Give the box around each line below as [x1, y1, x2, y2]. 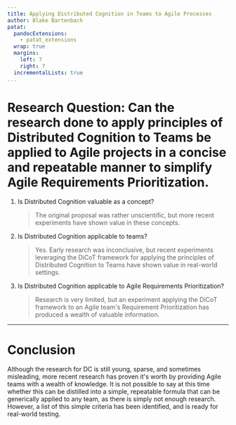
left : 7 [20, 56, 42, 63]
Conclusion [7, 342, 76, 357]
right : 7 [20, 63, 46, 70]
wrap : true [13, 43, 46, 50]
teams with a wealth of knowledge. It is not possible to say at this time [7, 380, 210, 388]
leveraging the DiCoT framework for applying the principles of [34, 253, 214, 262]
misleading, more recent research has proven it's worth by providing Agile [7, 372, 221, 381]
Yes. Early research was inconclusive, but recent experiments [34, 246, 214, 254]
